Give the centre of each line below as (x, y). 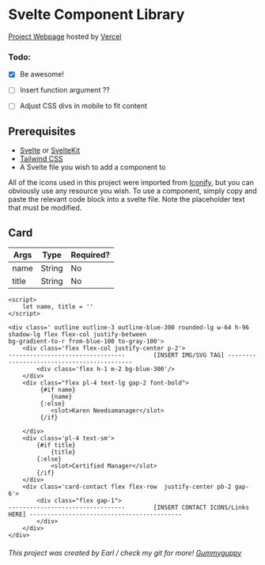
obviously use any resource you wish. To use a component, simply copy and (132, 191)
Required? (91, 255)
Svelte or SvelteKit (50, 150)
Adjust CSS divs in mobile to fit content (83, 106)
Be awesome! (42, 74)
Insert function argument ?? (64, 90)
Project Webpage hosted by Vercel (65, 36)
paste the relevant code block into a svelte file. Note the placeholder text (127, 199)
